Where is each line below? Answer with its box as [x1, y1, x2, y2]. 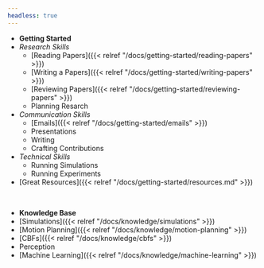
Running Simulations [30, 160, 99, 169]
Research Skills [18, 41, 70, 52]
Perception [18, 242, 56, 251]
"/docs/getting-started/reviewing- [129, 84, 241, 94]
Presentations [30, 126, 77, 136]
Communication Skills [18, 109, 91, 119]
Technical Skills [18, 152, 71, 161]
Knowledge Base [18, 208, 76, 217]
